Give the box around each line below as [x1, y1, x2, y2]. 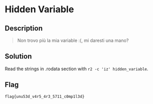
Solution [5, 52, 32, 61]
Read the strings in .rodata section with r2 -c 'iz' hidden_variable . [5, 65, 148, 72]
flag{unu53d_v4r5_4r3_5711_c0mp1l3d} [5, 94, 85, 99]
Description [5, 24, 43, 33]
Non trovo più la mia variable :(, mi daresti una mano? [17, 37, 129, 43]
